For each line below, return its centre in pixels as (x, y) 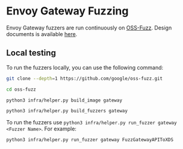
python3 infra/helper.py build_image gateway (64, 100)
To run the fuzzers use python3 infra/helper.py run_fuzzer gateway (91, 123)
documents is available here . (42, 34)
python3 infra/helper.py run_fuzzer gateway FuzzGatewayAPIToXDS (90, 140)
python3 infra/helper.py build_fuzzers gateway (67, 111)
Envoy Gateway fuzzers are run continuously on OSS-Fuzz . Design (89, 28)
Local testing (31, 53)
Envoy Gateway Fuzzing (67, 11)
